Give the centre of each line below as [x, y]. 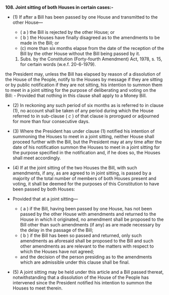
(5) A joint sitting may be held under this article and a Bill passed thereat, [88, 272]
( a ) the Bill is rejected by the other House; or [67, 32]
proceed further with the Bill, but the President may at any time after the [87, 142]
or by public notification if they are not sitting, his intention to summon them [84, 85]
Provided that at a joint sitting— [45, 199]
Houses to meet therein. [38, 288]
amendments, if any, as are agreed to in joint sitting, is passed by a [82, 173]
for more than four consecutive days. [51, 121]
